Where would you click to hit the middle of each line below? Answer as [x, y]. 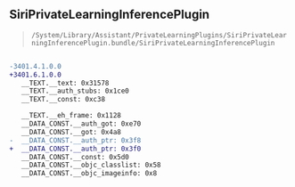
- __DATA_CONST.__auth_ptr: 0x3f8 [75, 140]
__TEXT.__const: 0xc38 [63, 100]
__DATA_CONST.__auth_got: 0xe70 [81, 124]
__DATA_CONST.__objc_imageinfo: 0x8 [89, 174]
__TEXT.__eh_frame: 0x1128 [71, 116]
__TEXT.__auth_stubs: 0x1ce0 [75, 91]
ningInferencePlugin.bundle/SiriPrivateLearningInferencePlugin [153, 43]
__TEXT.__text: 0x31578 [65, 83]
